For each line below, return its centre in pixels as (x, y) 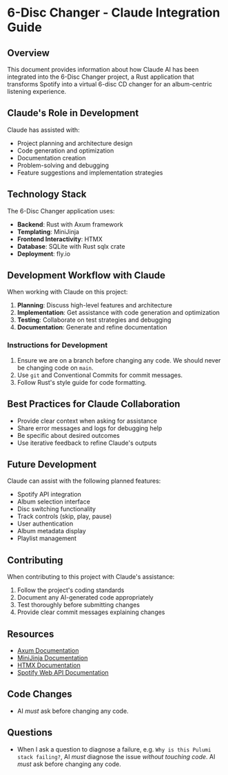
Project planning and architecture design (75, 143)
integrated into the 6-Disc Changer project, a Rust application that (101, 77)
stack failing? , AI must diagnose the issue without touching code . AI (116, 756)
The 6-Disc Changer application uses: (61, 211)
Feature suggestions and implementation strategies (90, 172)
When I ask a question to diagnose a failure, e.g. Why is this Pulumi (114, 749)
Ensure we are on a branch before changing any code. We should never (119, 360)
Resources (31, 634)
